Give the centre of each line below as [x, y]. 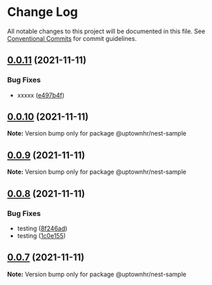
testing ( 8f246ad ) [42, 228]
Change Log [42, 12]
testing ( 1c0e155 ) [41, 235]
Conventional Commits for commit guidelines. [72, 38]
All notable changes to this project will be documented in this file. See [106, 31]
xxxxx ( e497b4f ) [41, 95]
